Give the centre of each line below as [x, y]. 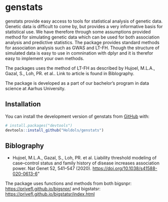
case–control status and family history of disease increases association [86, 163]
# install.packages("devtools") [39, 125]
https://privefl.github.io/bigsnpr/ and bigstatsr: [53, 189]
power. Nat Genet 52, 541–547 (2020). [52, 168]
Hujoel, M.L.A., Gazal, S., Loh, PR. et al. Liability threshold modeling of [84, 158]
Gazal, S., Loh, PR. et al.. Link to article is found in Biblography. [70, 73]
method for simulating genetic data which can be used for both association [82, 37]
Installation [23, 104]
